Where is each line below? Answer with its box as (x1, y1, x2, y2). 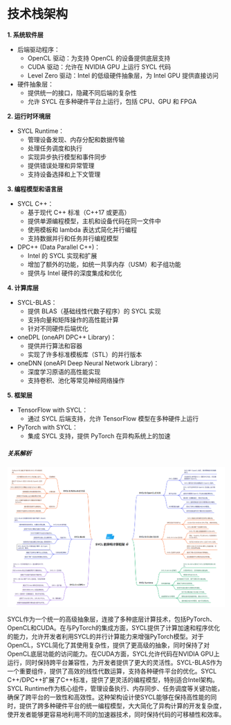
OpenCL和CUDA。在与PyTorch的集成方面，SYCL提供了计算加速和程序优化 (7, 624, 220, 632)
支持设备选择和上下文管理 (27, 170, 101, 178)
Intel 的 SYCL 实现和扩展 (27, 251, 98, 260)
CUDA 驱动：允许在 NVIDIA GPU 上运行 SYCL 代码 (27, 62, 172, 71)
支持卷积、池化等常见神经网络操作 (27, 376, 125, 385)
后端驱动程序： (17, 45, 60, 53)
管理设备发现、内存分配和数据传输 (27, 135, 125, 143)
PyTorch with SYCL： (17, 423, 78, 431)
